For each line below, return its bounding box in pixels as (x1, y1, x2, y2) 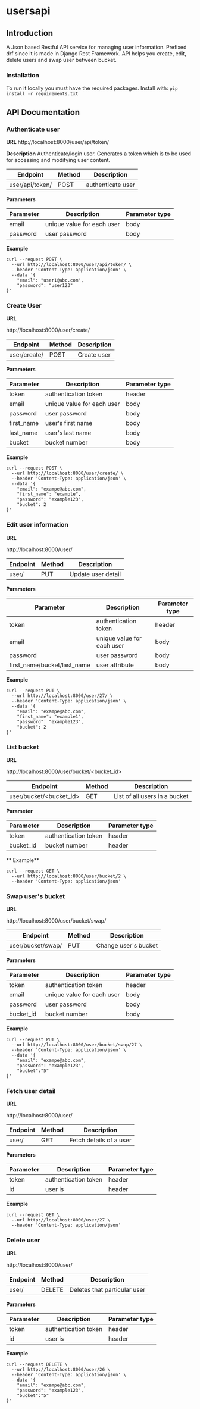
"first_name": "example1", (17, 713, 84, 720)
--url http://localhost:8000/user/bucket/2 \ (11, 873, 127, 879)
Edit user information (6, 521, 68, 529)
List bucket (6, 743, 39, 751)
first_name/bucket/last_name (9, 661, 91, 669)
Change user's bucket (96, 942, 158, 950)
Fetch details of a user (69, 1136, 132, 1144)
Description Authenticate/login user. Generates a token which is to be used (6, 150, 192, 157)
